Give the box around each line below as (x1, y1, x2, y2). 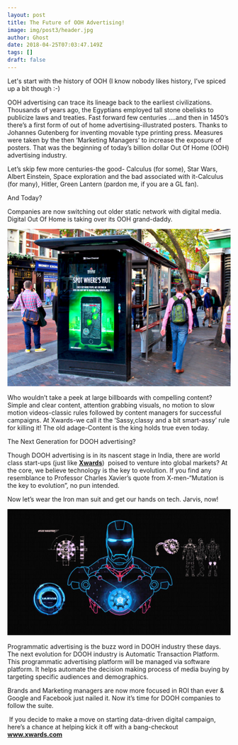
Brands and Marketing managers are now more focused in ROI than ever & (7, 686, 225, 695)
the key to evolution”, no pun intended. (7, 482, 120, 490)
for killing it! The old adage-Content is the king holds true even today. (7, 423, 210, 433)
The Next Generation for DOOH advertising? (7, 437, 136, 446)
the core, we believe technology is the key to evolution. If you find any (7, 466, 212, 475)
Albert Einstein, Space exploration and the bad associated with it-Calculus (7, 172, 224, 180)
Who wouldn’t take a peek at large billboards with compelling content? (7, 393, 212, 402)
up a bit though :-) (7, 84, 60, 92)
